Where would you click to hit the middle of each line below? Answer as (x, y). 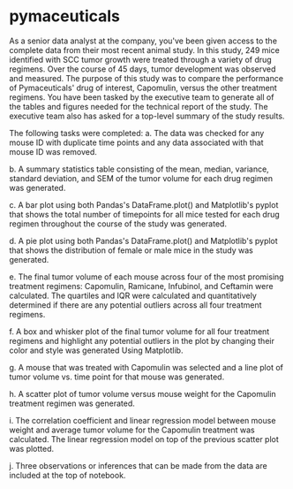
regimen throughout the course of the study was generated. (118, 224)
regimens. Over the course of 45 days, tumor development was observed (143, 69)
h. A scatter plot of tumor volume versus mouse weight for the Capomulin (143, 393)
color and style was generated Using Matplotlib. (96, 350)
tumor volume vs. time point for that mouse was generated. (117, 377)
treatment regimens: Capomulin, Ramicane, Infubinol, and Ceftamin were (141, 286)
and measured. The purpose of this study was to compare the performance (146, 78)
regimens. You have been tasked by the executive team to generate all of (142, 97)
